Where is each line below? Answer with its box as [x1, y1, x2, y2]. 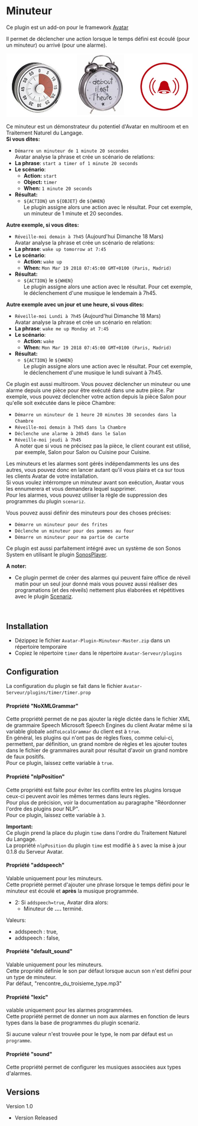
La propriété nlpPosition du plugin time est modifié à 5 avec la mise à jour [6, 842, 187, 849]
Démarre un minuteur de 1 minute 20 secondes [14, 148, 129, 154]
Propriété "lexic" [6, 993, 48, 1000]
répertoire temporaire [14, 644, 67, 651]
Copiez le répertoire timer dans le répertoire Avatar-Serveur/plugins [14, 649, 182, 657]
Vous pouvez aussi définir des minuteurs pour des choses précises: [6, 509, 171, 516]
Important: [6, 823, 33, 830]
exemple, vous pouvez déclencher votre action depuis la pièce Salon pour [6, 393, 187, 400]
